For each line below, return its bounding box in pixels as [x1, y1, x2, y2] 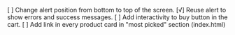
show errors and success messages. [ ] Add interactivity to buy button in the [7, 13, 228, 21]
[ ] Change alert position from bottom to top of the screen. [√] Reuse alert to [7, 6, 227, 14]
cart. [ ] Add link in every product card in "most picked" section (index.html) [7, 21, 226, 28]
